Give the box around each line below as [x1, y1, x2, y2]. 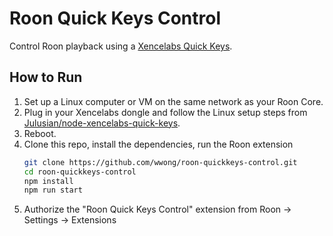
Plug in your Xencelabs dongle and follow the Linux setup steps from [23, 106, 308, 118]
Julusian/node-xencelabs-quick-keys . [23, 117, 181, 129]
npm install [23, 176, 74, 186]
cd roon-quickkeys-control [23, 167, 137, 177]
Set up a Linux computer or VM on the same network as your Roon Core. [23, 95, 324, 107]
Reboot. [23, 127, 57, 139]
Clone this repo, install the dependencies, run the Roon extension [23, 138, 294, 150]
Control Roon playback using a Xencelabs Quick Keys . [9, 40, 233, 52]
